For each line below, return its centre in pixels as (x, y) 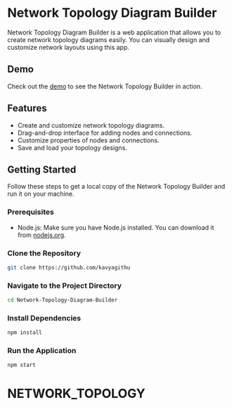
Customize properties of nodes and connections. (88, 140)
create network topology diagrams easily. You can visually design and (109, 39)
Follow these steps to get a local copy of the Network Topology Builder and (116, 187)
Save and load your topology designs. (72, 147)
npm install (25, 333)
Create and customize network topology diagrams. (91, 125)
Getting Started (42, 169)
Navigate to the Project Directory (64, 286)
